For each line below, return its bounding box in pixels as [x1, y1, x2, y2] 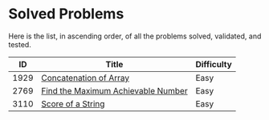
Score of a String [41, 98, 105, 109]
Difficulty [195, 58, 233, 70]
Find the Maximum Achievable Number [41, 85, 188, 96]
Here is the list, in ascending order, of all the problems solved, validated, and [8, 31, 262, 41]
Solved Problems [8, 5, 124, 23]
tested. [8, 39, 32, 49]
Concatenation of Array [41, 72, 130, 83]
